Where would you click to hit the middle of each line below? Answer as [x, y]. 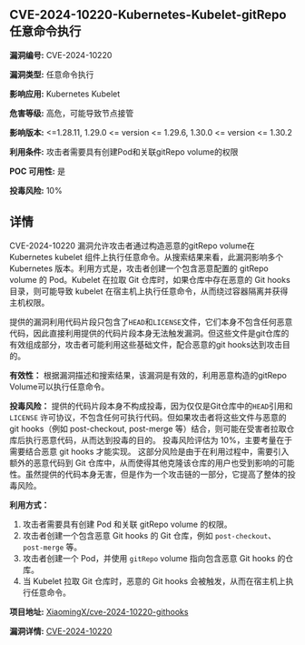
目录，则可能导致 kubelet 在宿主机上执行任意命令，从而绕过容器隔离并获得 [149, 291]
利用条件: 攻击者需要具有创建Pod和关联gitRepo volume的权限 [124, 151]
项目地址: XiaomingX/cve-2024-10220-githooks [99, 611]
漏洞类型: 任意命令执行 [52, 74]
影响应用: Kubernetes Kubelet [65, 94]
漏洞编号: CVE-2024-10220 [61, 55]
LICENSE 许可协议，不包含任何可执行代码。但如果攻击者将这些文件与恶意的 [148, 417]
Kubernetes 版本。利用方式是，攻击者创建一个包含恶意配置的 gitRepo [139, 268]
